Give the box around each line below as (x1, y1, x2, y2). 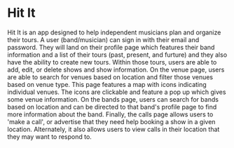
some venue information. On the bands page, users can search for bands (7, 95, 219, 103)
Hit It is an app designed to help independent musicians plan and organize (7, 28, 221, 36)
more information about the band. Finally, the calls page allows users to (7, 110, 214, 119)
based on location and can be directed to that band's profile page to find (7, 102, 217, 111)
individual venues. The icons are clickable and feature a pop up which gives (7, 88, 226, 96)
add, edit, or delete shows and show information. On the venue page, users (7, 65, 225, 74)
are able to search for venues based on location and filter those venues (7, 72, 214, 81)
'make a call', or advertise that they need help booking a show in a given (7, 117, 216, 126)
